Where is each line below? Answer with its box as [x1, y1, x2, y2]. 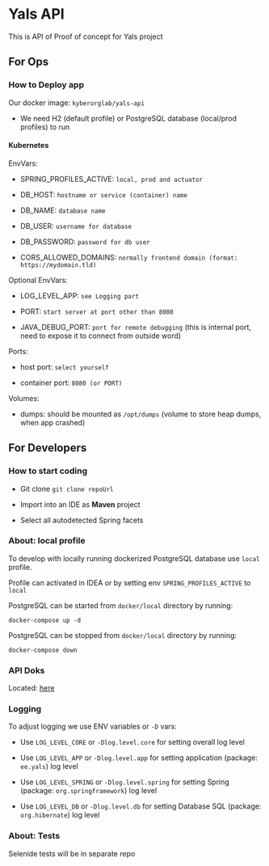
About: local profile [8, 535, 86, 547]
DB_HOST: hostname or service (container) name [19, 189, 188, 199]
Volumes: [8, 393, 40, 403]
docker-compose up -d [8, 616, 82, 624]
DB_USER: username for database [19, 221, 132, 230]
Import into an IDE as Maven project [19, 499, 141, 509]
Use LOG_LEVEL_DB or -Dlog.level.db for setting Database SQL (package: [19, 801, 262, 811]
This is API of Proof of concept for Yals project [8, 32, 163, 41]
